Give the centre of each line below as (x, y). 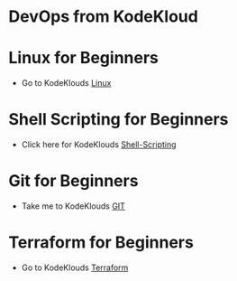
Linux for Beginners (84, 58)
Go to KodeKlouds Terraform (75, 267)
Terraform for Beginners (101, 243)
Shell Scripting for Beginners (118, 120)
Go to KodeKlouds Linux (66, 83)
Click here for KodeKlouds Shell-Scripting (99, 145)
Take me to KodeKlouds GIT (73, 206)
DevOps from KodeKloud (104, 17)
